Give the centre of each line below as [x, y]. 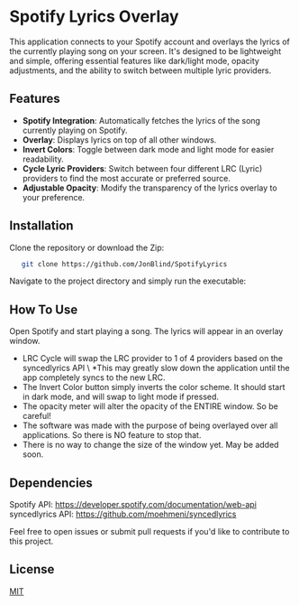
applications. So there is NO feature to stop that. [112, 435]
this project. [32, 541]
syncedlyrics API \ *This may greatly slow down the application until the [156, 368]
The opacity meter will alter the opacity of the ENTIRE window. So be [150, 406]
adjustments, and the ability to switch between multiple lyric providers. [140, 70]
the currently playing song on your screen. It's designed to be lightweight [145, 51]
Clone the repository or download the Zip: [87, 247]
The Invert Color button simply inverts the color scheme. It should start [154, 387]
